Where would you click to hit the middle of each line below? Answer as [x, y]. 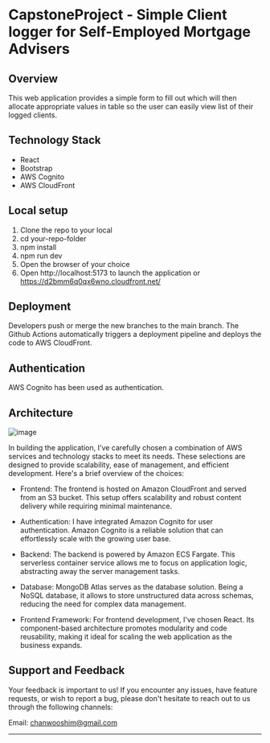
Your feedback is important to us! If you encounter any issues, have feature [133, 690]
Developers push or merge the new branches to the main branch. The [124, 326]
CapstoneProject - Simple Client [118, 15]
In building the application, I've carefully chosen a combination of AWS [125, 448]
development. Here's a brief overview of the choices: [96, 474]
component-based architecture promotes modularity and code [123, 628]
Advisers [39, 49]
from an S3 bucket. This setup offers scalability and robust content [131, 498]
